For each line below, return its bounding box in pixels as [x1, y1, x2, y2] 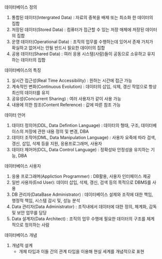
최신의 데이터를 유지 [11, 90, 49, 96]
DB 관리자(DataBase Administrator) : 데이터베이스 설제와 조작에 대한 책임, [11, 192, 153, 197]
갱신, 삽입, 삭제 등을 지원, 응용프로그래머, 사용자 [11, 141, 102, 146]
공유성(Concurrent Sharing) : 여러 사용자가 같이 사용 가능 [11, 96, 122, 101]
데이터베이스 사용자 [4, 163, 41, 169]
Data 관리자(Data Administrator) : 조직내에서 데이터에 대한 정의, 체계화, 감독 [11, 204, 157, 210]
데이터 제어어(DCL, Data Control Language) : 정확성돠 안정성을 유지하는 [11, 147, 150, 152]
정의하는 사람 [24, 222, 49, 227]
